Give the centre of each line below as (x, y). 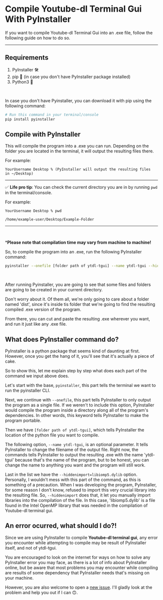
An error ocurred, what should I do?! (61, 526)
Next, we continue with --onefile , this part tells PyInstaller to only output (78, 400)
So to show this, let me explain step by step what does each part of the (76, 371)
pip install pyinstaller (30, 119)
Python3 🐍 (23, 82)
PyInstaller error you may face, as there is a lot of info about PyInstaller (76, 562)
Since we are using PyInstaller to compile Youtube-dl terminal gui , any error (81, 537)
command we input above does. (37, 376)
